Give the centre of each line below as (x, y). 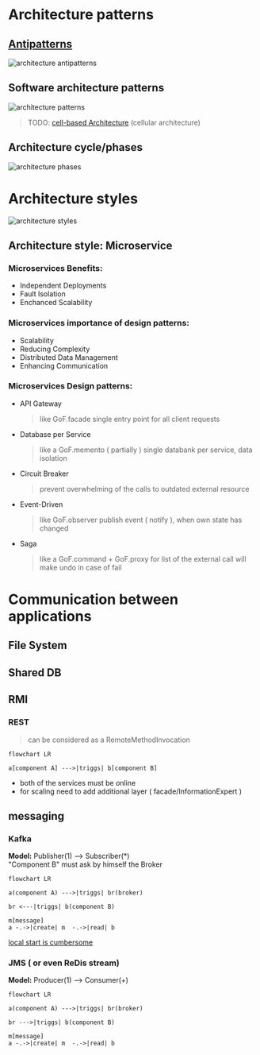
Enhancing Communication (64, 365)
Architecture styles (73, 198)
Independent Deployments (63, 286)
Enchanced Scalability (56, 303)
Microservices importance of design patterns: (99, 323)
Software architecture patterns (86, 88)
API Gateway (40, 404)
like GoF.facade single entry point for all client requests (130, 419)
